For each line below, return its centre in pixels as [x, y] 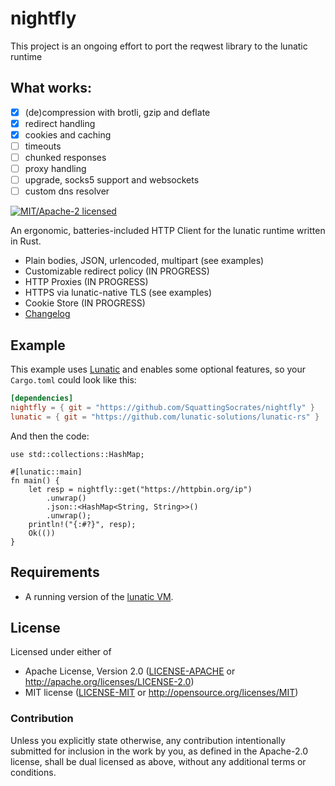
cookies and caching [68, 134]
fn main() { [35, 480]
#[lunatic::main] [46, 472]
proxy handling [55, 169]
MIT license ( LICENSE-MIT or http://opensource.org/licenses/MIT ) [161, 693]
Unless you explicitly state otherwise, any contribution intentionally [148, 740]
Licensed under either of [61, 652]
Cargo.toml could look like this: [73, 380]
